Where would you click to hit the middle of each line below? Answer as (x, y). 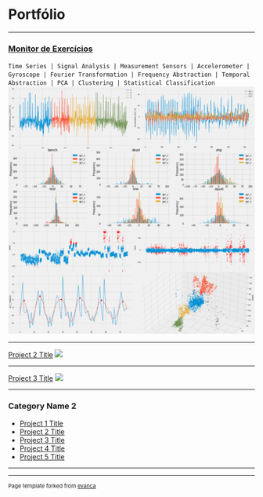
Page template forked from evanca (52, 486)
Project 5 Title (42, 456)
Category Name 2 (42, 406)
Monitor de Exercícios (50, 49)
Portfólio (37, 15)
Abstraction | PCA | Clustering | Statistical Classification (112, 83)
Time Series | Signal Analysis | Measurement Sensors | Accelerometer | (129, 67)
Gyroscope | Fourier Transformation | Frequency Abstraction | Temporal (129, 75)
